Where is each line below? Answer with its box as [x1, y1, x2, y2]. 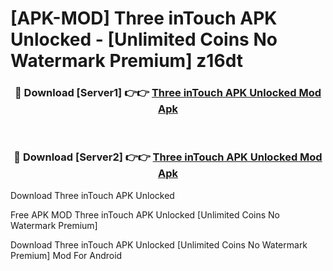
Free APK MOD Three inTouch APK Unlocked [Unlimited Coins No [10, 208, 280, 221]
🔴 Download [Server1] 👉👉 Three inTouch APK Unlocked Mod [14, 86, 322, 100]
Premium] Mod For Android [10, 249, 123, 261]
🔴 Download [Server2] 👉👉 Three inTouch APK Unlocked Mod [13, 150, 323, 164]
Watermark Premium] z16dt [10, 50, 243, 72]
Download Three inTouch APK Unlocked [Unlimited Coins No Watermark [10, 238, 308, 251]
